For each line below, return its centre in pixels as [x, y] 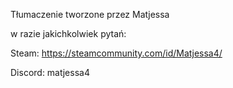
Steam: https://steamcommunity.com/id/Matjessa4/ [116, 53]
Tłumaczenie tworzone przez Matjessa [90, 14]
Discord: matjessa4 [50, 72]
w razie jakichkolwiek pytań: [68, 33]
